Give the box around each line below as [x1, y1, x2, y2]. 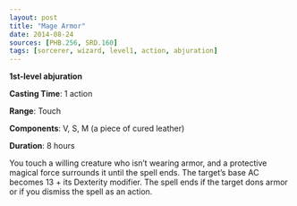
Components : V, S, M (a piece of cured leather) [9, 123, 185, 134]
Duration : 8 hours [9, 141, 75, 151]
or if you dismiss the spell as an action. [9, 186, 153, 197]
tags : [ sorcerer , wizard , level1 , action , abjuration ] [9, 47, 218, 56]
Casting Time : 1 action [9, 89, 93, 99]
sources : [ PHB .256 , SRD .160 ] [9, 38, 118, 47]
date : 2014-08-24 [9, 30, 74, 39]
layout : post [9, 13, 58, 22]
